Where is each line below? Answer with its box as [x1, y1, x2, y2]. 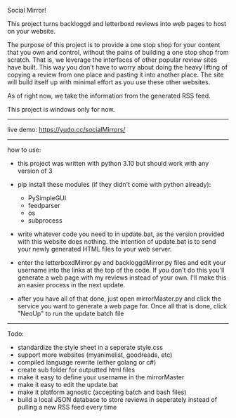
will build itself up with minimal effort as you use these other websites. [7, 78, 211, 86]
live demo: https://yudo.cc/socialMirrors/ [7, 126, 126, 133]
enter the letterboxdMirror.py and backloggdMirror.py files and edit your [17, 259, 226, 266]
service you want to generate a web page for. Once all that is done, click [17, 302, 228, 310]
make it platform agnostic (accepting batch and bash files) [17, 388, 187, 396]
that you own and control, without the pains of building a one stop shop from [7, 48, 229, 56]
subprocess [27, 216, 63, 224]
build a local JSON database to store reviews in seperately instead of [17, 396, 218, 403]
